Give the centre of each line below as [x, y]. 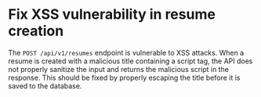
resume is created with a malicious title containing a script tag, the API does [130, 61]
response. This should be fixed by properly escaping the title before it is [124, 77]
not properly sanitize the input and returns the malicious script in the [119, 69]
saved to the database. [45, 86]
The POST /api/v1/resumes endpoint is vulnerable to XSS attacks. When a [126, 52]
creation [36, 31]
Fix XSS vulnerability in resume [112, 14]
